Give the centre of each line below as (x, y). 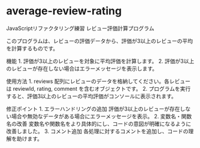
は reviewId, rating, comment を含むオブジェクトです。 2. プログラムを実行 (99, 88)
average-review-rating (64, 11)
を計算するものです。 (32, 48)
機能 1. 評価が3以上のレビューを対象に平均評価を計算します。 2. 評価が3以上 (100, 61)
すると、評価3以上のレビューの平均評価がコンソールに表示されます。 (91, 96)
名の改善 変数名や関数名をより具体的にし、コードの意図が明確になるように (99, 124)
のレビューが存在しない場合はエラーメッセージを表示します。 (82, 68)
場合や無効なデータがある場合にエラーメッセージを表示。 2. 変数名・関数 (101, 116)
